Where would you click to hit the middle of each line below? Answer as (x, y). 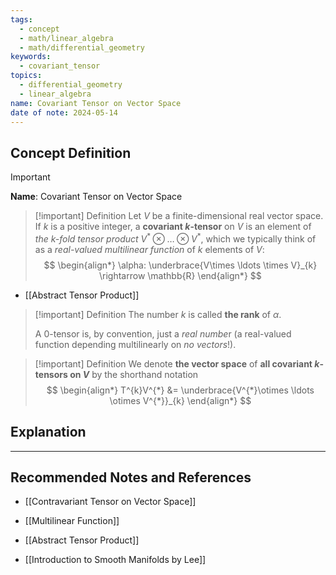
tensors (51, 374)
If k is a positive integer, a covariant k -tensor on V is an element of (173, 227)
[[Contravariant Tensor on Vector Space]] (110, 502)
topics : (26, 76)
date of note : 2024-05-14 (64, 112)
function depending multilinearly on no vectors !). (135, 344)
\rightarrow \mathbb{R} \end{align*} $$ (180, 275)
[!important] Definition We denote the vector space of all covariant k (177, 363)
